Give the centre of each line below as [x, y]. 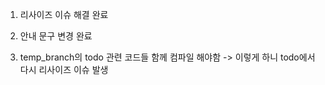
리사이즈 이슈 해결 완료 [64, 14]
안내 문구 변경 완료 [56, 36]
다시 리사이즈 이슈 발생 [64, 69]
